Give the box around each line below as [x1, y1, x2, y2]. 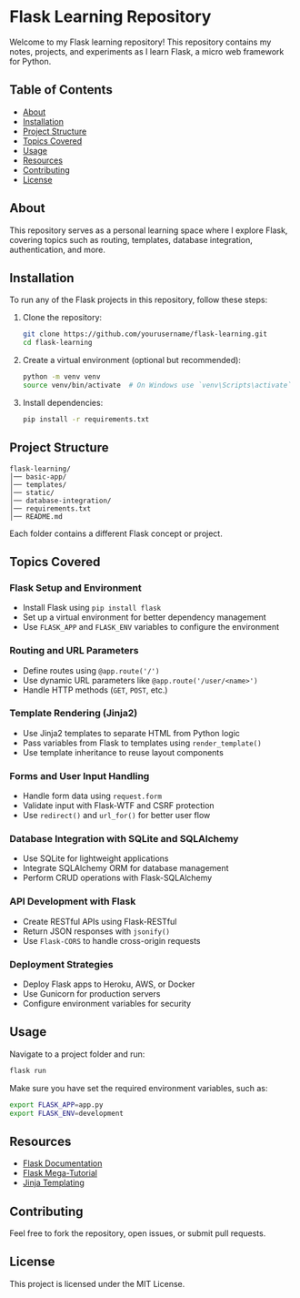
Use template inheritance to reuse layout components [22, 746, 225, 757]
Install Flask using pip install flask [22, 603, 162, 614]
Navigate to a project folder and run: [9, 1049, 145, 1060]
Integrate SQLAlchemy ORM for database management [22, 863, 229, 874]
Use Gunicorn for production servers [22, 989, 161, 999]
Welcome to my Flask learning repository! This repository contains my [9, 36, 272, 47]
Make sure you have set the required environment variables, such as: [9, 1082, 268, 1093]
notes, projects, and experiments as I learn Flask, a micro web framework [9, 46, 285, 56]
